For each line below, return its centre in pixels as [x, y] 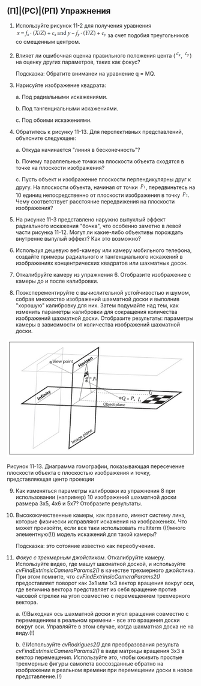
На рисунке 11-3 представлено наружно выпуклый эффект [90, 219]
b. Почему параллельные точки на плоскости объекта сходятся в [100, 161]
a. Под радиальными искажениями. [61, 97]
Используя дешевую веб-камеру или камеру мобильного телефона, [103, 250]
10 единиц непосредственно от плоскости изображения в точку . [102, 195]
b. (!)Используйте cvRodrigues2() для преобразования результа [97, 645]
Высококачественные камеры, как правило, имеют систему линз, [100, 515]
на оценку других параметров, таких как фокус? [78, 62]
